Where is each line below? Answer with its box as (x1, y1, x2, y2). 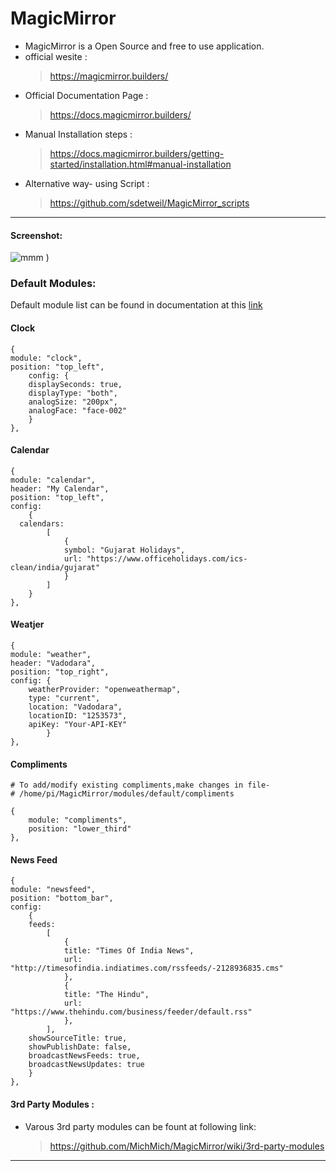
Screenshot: (10, 229, 63, 241)
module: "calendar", (10, 475, 97, 485)
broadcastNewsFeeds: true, (28, 1051, 141, 1061)
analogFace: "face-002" (28, 405, 128, 416)
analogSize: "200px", (28, 397, 118, 407)
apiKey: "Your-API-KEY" (28, 720, 128, 730)
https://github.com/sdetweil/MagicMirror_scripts (49, 197, 250, 209)
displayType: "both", (28, 388, 118, 398)
